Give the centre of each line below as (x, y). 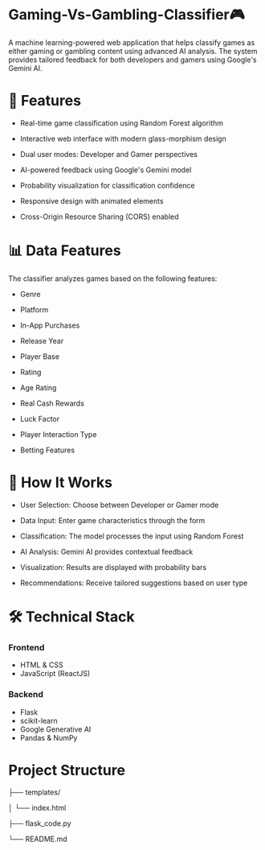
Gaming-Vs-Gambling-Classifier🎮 (126, 15)
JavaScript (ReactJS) (55, 674)
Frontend (26, 647)
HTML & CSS (41, 665)
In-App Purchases (50, 325)
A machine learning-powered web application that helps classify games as (132, 42)
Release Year (42, 340)
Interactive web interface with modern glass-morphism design (123, 138)
